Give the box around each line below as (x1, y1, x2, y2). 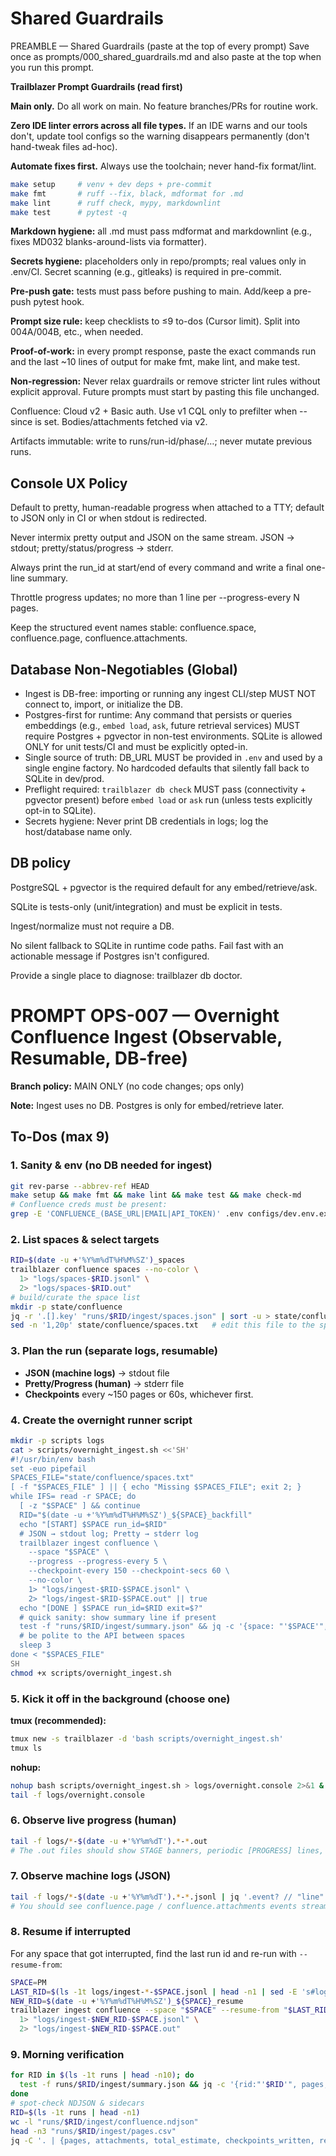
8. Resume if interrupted (10, 1925, 132, 1939)
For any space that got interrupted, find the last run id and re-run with (10, 1947, 297, 1959)
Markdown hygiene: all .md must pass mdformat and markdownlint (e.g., (10, 225, 313, 237)
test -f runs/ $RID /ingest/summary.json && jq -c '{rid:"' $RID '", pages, (19, 2080, 329, 2090)
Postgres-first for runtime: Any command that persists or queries (24, 709, 293, 721)
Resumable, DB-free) (10, 1047, 188, 1070)
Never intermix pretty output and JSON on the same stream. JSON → (10, 532, 295, 544)
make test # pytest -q (10, 207, 128, 217)
